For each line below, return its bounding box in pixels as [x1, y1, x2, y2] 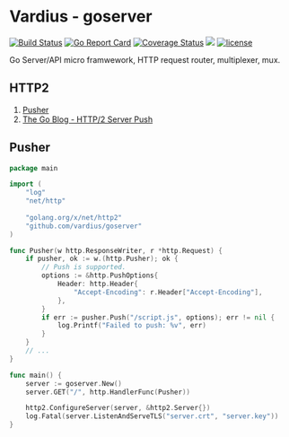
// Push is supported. [41, 263, 127, 272]
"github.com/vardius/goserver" [25, 222, 143, 231]
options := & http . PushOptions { [41, 271, 159, 280]
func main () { [9, 371, 63, 380]
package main [9, 163, 58, 172]
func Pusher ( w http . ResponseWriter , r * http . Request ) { [9, 246, 223, 255]
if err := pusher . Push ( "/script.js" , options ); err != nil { [41, 312, 276, 322]
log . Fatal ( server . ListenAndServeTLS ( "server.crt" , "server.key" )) [25, 412, 279, 421]
